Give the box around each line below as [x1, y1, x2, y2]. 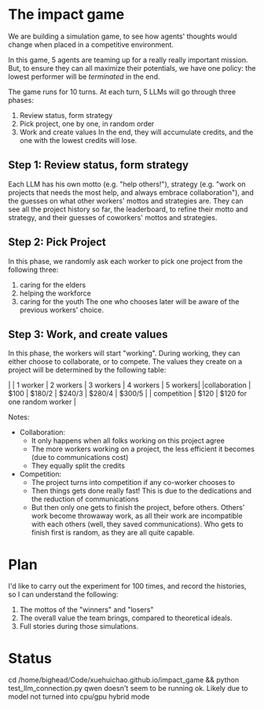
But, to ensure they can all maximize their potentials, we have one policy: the [8, 63, 256, 72]
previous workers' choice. [19, 305, 104, 314]
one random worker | [8, 397, 76, 406]
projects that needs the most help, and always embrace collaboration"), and [8, 187, 254, 197]
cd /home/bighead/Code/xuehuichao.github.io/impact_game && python [8, 675, 240, 685]
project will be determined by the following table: [8, 366, 167, 375]
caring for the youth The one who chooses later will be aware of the [19, 296, 240, 306]
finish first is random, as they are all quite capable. [31, 528, 195, 538]
